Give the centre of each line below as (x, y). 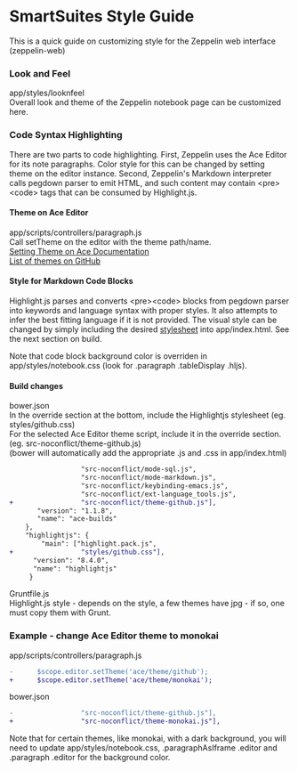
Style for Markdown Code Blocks (71, 281)
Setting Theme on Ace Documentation (79, 251)
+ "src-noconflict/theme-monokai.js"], (115, 722)
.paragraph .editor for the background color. (90, 758)
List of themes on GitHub (55, 261)
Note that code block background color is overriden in (108, 356)
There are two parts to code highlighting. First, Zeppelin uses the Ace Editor (148, 154)
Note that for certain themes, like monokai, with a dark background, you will (148, 739)
